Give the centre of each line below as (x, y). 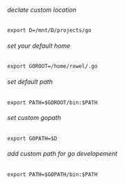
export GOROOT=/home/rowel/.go (52, 67)
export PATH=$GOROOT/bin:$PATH (52, 103)
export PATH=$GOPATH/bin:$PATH (52, 175)
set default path (30, 82)
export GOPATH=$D (32, 139)
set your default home (39, 46)
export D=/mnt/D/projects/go (49, 30)
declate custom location (42, 10)
